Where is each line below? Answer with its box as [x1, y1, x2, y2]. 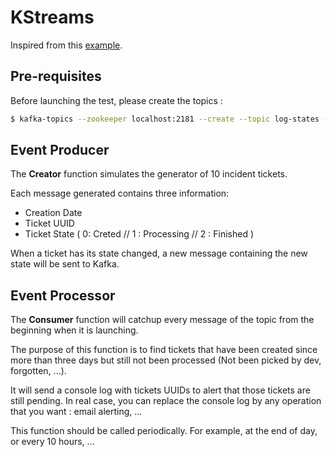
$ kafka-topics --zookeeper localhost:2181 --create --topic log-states [10, 114, 320, 124]
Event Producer [10, 142, 110, 159]
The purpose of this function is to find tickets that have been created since [10, 344, 318, 356]
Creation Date [24, 207, 83, 219]
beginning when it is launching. [10, 324, 139, 336]
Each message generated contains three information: [10, 187, 230, 200]
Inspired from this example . [10, 39, 123, 51]
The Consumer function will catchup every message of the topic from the [10, 314, 315, 326]
